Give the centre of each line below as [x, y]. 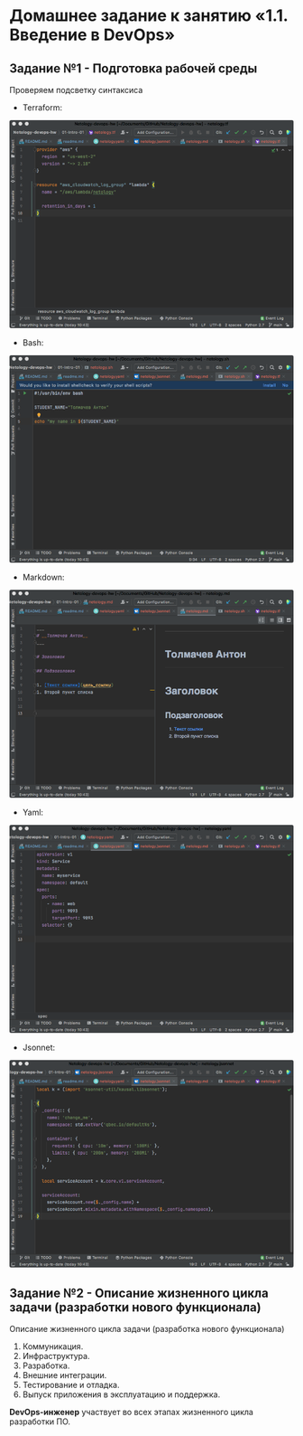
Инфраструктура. [56, 1356]
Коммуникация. [53, 1346]
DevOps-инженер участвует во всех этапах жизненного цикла [132, 1412]
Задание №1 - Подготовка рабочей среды [133, 68]
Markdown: [43, 577]
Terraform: [42, 108]
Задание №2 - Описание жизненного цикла [139, 1293]
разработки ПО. [40, 1422]
